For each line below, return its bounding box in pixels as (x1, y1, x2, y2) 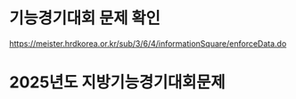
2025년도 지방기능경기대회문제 (9, 72, 226, 93)
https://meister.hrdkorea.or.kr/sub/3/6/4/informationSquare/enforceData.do (9, 37, 287, 49)
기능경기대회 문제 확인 (9, 8, 160, 29)
